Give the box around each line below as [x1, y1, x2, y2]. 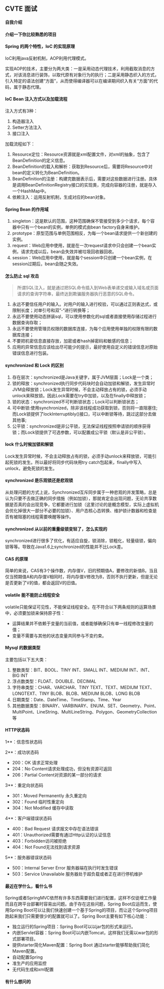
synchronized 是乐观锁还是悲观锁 [5, 478, 73, 483]
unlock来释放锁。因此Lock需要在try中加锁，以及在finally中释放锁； [12, 392, 147, 398]
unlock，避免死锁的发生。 [5, 465, 58, 471]
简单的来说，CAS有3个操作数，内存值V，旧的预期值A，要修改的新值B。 [5, 568, 149, 574]
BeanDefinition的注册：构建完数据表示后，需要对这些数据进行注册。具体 [12, 176, 158, 182]
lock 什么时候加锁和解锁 [5, 441, 54, 447]
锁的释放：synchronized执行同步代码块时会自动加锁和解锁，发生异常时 [12, 380, 155, 386]
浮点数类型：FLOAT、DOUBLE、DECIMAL [12, 678, 97, 684]
